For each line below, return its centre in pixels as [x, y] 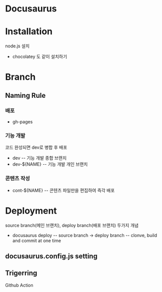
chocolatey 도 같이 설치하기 [40, 57]
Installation [29, 32]
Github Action [19, 285]
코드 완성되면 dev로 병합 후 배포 [36, 147]
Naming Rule [25, 95]
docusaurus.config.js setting [51, 256]
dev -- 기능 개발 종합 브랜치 [39, 158]
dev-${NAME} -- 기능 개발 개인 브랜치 [50, 164]
